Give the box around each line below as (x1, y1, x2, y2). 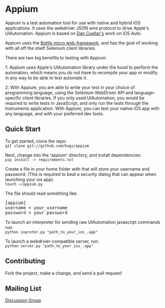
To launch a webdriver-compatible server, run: (5, 238, 99, 244)
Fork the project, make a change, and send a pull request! (5, 270, 122, 276)
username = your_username (5, 205, 68, 211)
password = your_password (5, 210, 68, 216)
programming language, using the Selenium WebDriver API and (5, 89, 133, 95)
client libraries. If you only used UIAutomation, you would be (22, 95, 145, 101)
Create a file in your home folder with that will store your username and (5, 166, 150, 172)
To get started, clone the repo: (5, 138, 67, 144)
